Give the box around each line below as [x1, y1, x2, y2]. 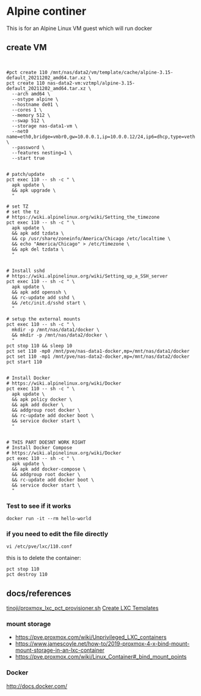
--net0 [12, 128, 29, 134]
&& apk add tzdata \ [12, 230, 64, 236]
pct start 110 [6, 358, 43, 365]
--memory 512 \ [12, 112, 51, 118]
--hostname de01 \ [12, 101, 59, 108]
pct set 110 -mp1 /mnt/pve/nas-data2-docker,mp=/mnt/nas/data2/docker [6, 354, 190, 360]
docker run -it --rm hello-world [6, 516, 92, 522]
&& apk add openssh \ [12, 289, 67, 295]
